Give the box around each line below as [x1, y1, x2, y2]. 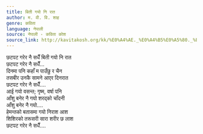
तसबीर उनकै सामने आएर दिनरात [6, 74, 68, 81]
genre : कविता [6, 20, 36, 26]
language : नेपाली [6, 25, 43, 32]
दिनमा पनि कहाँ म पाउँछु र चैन [6, 67, 62, 75]
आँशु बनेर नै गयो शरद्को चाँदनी [6, 95, 65, 102]
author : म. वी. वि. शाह [6, 15, 59, 21]
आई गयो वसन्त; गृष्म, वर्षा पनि [6, 88, 62, 95]
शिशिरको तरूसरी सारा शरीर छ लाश [6, 115, 74, 122]
